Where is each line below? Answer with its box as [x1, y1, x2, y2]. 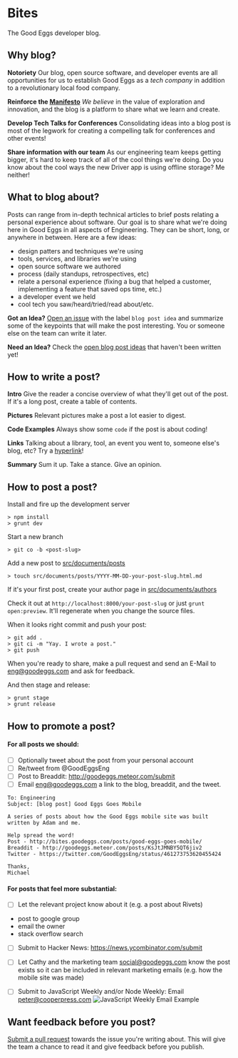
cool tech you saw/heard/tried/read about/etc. [17, 300, 155, 308]
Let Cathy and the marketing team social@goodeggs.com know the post [17, 958, 230, 967]
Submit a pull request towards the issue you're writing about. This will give [7, 1035, 226, 1044]
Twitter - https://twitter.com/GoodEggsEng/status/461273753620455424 [7, 851, 222, 858]
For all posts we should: [7, 740, 80, 749]
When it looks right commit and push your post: [7, 620, 148, 629]
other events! [7, 133, 46, 142]
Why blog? [7, 49, 56, 61]
